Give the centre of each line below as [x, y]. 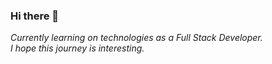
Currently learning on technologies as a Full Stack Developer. [136, 38]
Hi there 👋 [35, 16]
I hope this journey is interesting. [77, 48]
